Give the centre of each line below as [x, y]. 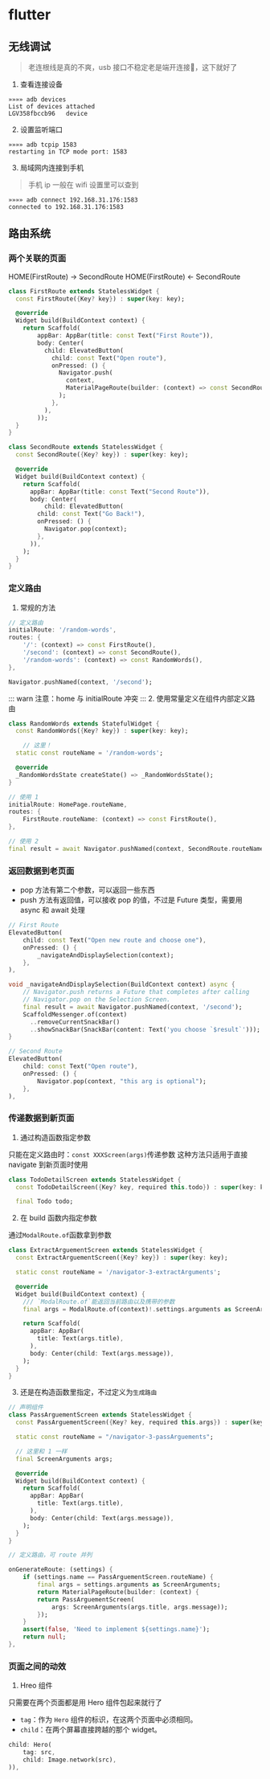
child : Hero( [30, 1745]
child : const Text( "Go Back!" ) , [92, 514]
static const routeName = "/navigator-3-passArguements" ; [115, 1437]
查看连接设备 [41, 84]
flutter [30, 15]
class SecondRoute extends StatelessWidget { [86, 448]
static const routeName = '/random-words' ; [89, 753]
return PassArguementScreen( [86, 1599]
